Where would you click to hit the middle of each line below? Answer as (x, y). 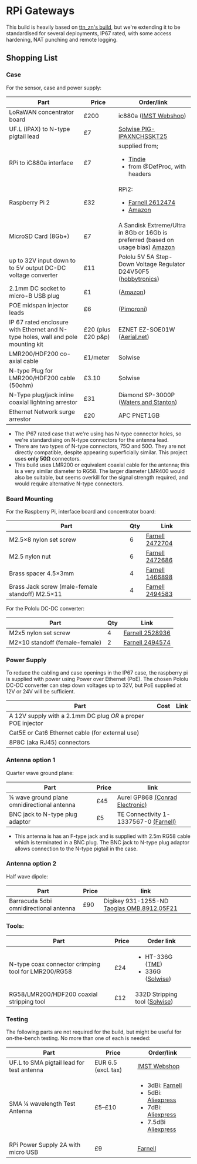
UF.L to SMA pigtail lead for (47, 1063)
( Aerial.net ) (134, 337)
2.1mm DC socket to (38, 288)
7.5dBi (157, 1122)
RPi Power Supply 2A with (45, 1145)
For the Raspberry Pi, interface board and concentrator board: (81, 511)
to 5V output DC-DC (38, 267)
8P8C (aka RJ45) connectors (50, 743)
